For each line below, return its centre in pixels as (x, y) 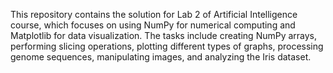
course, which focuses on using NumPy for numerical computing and (153, 25)
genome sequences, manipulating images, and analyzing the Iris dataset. (161, 57)
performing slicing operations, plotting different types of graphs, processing (167, 46)
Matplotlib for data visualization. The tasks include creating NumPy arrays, (164, 35)
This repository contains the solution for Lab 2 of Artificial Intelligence (154, 14)
